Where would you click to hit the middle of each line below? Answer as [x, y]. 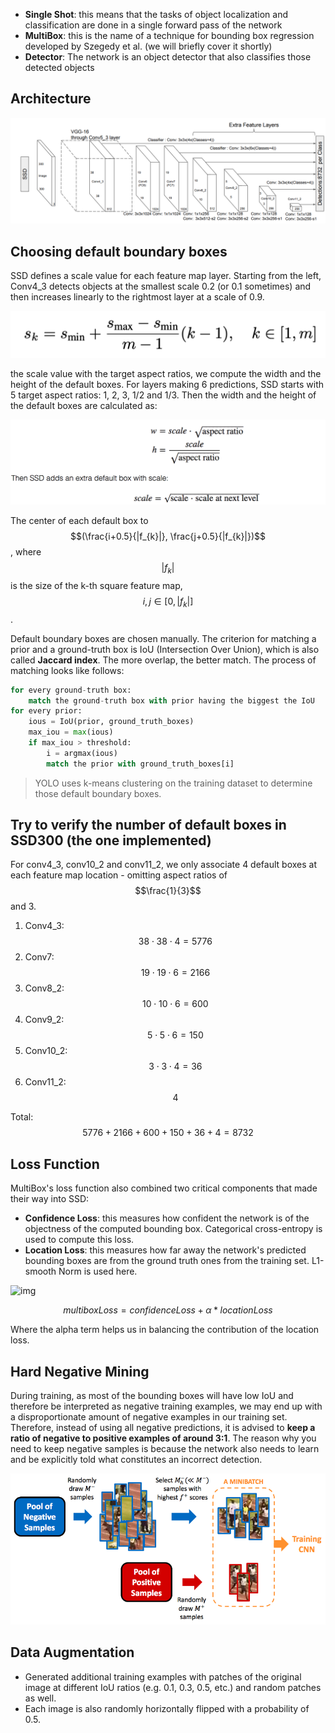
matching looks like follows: [67, 670]
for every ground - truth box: [71, 690]
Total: [22, 1117]
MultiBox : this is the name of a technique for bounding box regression [169, 35]
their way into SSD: [50, 1199]
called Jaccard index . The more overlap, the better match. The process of [163, 660]
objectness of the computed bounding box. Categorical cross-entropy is [173, 1229]
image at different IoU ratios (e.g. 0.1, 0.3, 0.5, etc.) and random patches [173, 1687]
